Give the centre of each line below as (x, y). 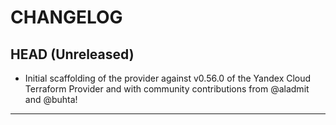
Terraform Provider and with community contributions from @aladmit (167, 89)
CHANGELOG (66, 17)
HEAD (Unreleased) (72, 54)
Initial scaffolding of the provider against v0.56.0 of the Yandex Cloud (168, 78)
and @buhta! (51, 99)
